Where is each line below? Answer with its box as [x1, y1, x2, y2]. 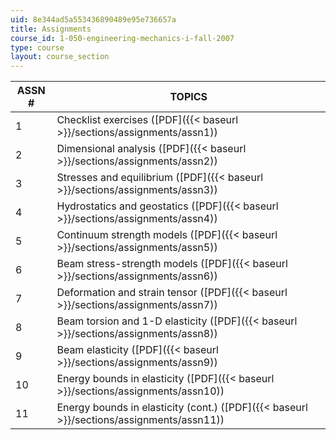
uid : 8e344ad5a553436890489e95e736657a [10, 14, 177, 25]
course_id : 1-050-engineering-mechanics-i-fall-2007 [10, 33, 235, 43]
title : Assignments [10, 24, 92, 34]
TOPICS [169, 90, 208, 104]
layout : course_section [10, 52, 110, 62]
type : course [10, 42, 65, 53]
